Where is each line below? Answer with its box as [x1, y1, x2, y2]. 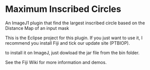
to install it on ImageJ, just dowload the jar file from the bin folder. [5, 50, 140, 56]
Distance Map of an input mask [5, 25, 69, 31]
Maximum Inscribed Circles [5, 3, 121, 15]
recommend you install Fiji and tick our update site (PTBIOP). [5, 40, 130, 46]
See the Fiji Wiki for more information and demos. [5, 59, 107, 65]
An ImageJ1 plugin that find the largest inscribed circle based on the [5, 20, 146, 26]
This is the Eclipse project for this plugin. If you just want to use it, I [5, 35, 143, 41]
